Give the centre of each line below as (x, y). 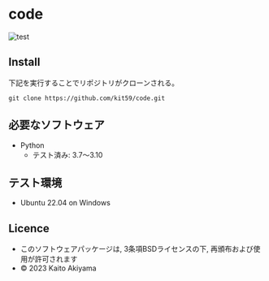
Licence (29, 228)
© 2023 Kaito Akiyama (58, 268)
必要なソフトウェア (56, 125)
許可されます (56, 259)
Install (24, 62)
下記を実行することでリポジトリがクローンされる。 (93, 83)
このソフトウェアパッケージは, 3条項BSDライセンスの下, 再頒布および (137, 249)
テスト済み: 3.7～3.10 (67, 154)
